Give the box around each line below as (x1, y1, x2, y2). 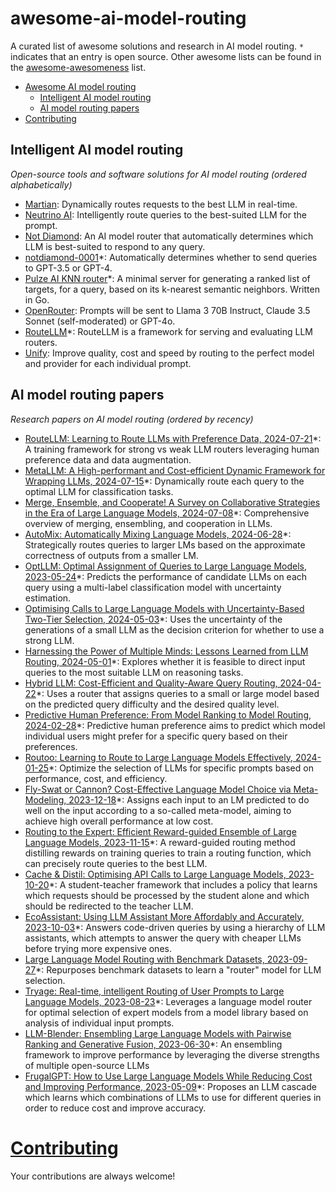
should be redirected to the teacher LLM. (24, 900, 194, 912)
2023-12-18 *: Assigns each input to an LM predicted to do (68, 793, 310, 806)
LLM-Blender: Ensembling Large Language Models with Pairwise (24, 1027, 292, 1039)
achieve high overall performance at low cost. (24, 815, 214, 827)
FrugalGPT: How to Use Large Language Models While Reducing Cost (24, 1070, 313, 1082)
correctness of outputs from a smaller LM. (24, 549, 199, 561)
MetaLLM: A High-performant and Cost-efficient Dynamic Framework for (24, 464, 326, 476)
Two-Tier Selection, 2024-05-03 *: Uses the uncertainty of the (24, 613, 283, 625)
